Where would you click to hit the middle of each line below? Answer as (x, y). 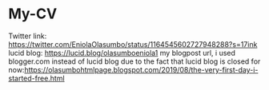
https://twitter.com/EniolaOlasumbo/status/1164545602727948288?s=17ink (133, 44)
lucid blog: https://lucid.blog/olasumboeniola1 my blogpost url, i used (122, 53)
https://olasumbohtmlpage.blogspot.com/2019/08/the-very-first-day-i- (141, 69)
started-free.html (37, 78)
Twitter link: (28, 36)
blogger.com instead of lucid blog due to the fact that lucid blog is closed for (134, 61)
